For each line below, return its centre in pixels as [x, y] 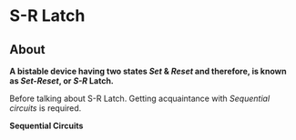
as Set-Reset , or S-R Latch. [61, 81]
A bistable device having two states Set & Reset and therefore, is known [148, 71]
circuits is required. [46, 108]
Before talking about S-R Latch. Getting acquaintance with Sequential [140, 98]
